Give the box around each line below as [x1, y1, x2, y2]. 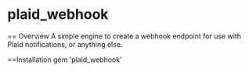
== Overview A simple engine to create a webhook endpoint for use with [7, 31, 242, 41]
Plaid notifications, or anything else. [7, 39, 123, 49]
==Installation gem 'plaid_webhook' [7, 55, 122, 64]
